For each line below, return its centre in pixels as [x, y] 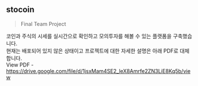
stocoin [20, 10]
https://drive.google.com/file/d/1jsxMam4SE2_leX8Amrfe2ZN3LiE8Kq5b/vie [98, 71]
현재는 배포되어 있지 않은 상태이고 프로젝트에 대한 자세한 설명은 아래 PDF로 [92, 51]
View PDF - [20, 65]
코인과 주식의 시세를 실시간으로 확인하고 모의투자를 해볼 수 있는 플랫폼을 [89, 36]
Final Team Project [43, 24]
